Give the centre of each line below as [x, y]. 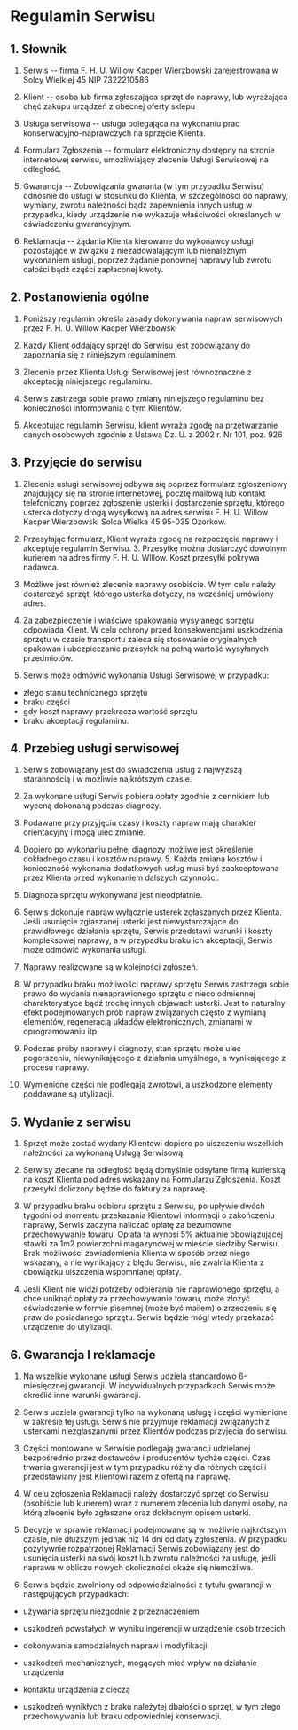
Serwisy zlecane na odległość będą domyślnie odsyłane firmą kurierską [154, 1170]
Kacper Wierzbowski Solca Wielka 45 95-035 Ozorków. [125, 522]
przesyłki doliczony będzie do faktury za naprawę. [115, 1189]
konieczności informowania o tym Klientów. [102, 408]
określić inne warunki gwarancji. [82, 1396]
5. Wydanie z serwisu [71, 1122]
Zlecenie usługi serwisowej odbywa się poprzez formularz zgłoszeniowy [155, 484]
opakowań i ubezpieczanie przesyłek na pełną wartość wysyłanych [146, 649]
